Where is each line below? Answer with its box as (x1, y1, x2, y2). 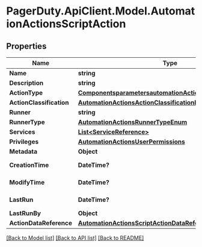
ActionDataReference (9, 219, 72, 227)
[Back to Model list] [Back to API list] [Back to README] (6, 234, 144, 242)
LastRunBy (9, 209, 41, 217)
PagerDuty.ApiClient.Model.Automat (6, 4, 195, 18)
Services (9, 128, 35, 136)
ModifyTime (9, 178, 45, 186)
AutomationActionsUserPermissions (78, 137, 185, 146)
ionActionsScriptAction (6, 17, 126, 31)
